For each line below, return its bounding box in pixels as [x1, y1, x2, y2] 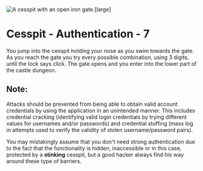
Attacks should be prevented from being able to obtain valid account [6, 100, 178, 108]
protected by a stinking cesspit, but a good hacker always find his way [6, 151, 184, 158]
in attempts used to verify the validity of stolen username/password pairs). [6, 126, 193, 133]
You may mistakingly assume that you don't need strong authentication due [6, 138, 196, 145]
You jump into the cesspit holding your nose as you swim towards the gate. [6, 47, 194, 54]
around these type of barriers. [6, 157, 82, 164]
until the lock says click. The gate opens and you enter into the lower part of [6, 60, 197, 67]
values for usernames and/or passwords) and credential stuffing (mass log [6, 119, 193, 127]
